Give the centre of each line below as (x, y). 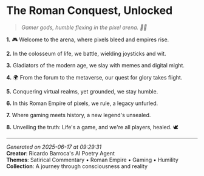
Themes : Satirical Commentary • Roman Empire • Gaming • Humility (92, 160)
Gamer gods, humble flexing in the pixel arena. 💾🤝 (84, 27)
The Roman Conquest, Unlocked (90, 11)
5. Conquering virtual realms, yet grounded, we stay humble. (82, 91)
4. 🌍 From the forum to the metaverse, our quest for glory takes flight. (94, 77)
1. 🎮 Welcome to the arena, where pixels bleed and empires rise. (88, 39)
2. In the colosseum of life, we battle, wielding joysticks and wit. (86, 53)
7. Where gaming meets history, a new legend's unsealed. (79, 115)
